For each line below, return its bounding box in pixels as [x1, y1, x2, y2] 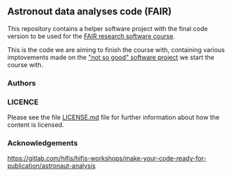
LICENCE [7, 97, 39, 106]
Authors [7, 78, 37, 87]
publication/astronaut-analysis [7, 161, 96, 170]
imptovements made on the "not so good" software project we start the [7, 53, 215, 61]
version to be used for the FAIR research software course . [7, 32, 176, 40]
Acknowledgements [7, 138, 78, 147]
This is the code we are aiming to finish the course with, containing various [7, 45, 226, 54]
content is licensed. [7, 121, 65, 129]
